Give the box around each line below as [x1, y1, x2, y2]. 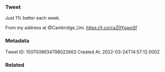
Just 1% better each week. [5, 15, 60, 21]
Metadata [5, 37, 29, 44]
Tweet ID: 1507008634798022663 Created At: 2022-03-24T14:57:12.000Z [5, 49, 160, 55]
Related [5, 61, 25, 68]
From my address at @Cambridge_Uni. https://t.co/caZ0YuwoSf [5, 25, 137, 31]
